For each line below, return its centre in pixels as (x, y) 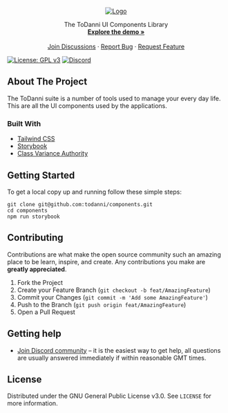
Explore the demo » (116, 32)
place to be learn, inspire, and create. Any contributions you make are (106, 261)
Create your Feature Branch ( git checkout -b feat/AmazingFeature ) (114, 290)
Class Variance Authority (53, 154)
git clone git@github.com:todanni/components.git (80, 204)
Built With (24, 123)
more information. (32, 403)
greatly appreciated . (37, 269)
